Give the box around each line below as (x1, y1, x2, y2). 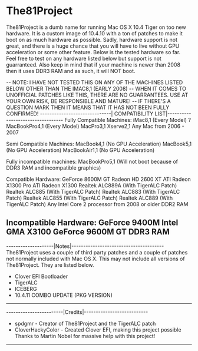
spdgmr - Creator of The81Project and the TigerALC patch (14, 320, 156, 327)
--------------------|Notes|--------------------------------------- (6, 243, 164, 250)
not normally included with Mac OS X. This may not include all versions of (6, 255, 185, 262)
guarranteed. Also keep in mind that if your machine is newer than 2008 (6, 61, 181, 68)
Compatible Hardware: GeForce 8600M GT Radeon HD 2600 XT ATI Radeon (6, 175, 192, 183)
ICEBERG (14, 285, 37, 292)
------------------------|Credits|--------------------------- (6, 308, 148, 316)
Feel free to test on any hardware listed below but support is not (6, 55, 162, 62)
